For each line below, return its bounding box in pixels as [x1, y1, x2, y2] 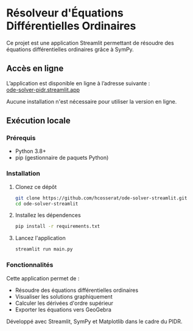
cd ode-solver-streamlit [15, 201, 79, 207]
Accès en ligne [6, 63, 64, 74]
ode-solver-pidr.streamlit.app [6, 86, 80, 93]
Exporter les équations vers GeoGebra [15, 305, 111, 313]
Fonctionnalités [6, 261, 54, 269]
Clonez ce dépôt [15, 183, 57, 190]
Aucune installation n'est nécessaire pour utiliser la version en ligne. [6, 98, 177, 105]
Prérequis [6, 134, 36, 143]
